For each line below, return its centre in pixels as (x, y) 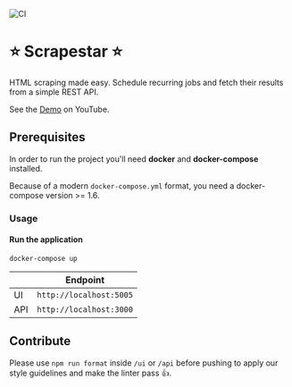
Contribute (40, 341)
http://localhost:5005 (85, 294)
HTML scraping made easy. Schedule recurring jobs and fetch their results (146, 82)
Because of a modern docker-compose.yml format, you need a (122, 185)
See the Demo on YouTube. (59, 109)
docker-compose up (43, 258)
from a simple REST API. (54, 92)
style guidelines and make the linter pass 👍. (91, 373)
